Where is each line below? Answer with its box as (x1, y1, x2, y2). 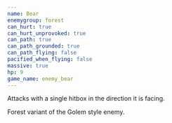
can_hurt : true (7, 23, 52, 30)
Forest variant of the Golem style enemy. (7, 108, 125, 116)
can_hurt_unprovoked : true (7, 29, 86, 37)
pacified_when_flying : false (7, 56, 93, 63)
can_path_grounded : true (7, 43, 80, 50)
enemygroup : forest (7, 17, 65, 24)
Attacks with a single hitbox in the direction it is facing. (7, 94, 165, 103)
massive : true (7, 62, 49, 69)
